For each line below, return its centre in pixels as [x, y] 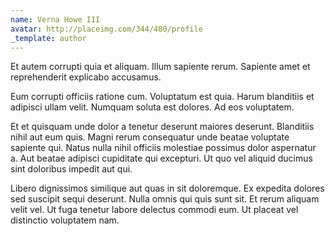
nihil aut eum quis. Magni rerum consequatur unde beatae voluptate [150, 137]
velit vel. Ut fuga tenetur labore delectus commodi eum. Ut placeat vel [154, 210]
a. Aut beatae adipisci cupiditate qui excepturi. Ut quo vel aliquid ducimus [161, 158]
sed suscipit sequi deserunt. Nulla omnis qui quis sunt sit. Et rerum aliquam [165, 199]
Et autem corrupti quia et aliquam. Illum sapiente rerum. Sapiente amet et [160, 67]
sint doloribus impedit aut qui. [71, 169]
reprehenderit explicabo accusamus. [86, 77]
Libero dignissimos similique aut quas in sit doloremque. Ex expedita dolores [167, 188]
